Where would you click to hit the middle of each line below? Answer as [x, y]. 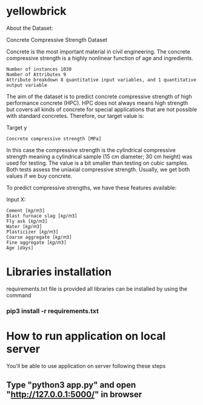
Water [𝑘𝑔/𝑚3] [24, 226]
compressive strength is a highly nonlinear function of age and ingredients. [100, 58]
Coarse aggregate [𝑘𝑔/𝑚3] [39, 237]
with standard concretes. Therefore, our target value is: [75, 116]
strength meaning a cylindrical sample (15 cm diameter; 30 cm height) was [99, 156]
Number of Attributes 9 [36, 74]
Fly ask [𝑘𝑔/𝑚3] [27, 221]
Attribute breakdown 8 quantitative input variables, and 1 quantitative [101, 80]
